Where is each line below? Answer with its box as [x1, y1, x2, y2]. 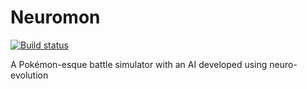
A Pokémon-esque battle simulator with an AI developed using [10, 58, 268, 70]
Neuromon [10, 6, 101, 29]
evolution [10, 69, 49, 81]
